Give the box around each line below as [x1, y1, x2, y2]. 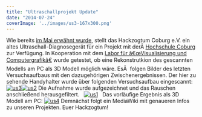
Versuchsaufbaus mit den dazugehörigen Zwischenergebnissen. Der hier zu [6, 72, 197, 79]
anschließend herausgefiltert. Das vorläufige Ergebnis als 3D [6, 91, 180, 98]
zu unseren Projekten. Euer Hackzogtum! [6, 104, 109, 111]
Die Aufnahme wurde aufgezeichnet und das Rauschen [38, 84, 176, 92]
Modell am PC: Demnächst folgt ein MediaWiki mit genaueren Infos [6, 98, 190, 105]
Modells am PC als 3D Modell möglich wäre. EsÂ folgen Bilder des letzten [6, 65, 191, 73]
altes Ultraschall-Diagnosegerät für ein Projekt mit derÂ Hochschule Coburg [6, 43, 195, 50]
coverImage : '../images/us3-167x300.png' [6, 20, 112, 26]
